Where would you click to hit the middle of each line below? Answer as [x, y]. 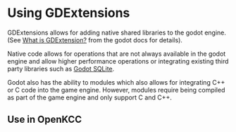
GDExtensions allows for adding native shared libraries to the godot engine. [117, 32]
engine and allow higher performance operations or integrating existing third [118, 61]
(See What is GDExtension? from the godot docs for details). [95, 40]
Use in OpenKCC [45, 120]
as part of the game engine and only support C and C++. [90, 97]
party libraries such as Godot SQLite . [61, 68]
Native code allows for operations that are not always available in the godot [117, 54]
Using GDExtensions [69, 13]
